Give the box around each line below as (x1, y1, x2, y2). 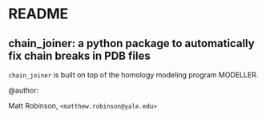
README (8, 5, 69, 23)
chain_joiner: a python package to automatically (8, 37, 255, 50)
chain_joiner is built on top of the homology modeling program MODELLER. (8, 70, 259, 80)
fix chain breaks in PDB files (8, 49, 151, 62)
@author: (8, 85, 39, 95)
